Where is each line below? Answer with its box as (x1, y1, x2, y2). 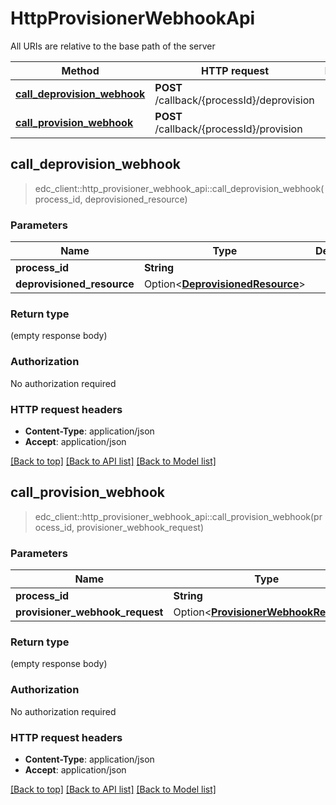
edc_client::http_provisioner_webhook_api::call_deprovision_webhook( (34, 182, 325, 194)
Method (61, 63, 100, 77)
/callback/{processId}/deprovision (154, 93, 315, 107)
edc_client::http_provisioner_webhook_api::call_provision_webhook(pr (34, 510, 323, 522)
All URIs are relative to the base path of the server (10, 40, 216, 52)
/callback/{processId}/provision (154, 122, 303, 136)
